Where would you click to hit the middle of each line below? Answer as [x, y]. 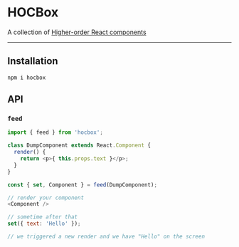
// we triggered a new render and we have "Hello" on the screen [106, 237]
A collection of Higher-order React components [77, 32]
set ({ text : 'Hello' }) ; [44, 224]
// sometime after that [43, 217]
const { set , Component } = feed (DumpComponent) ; [83, 185]
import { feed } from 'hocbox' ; [55, 132]
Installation [33, 61]
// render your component [46, 198]
